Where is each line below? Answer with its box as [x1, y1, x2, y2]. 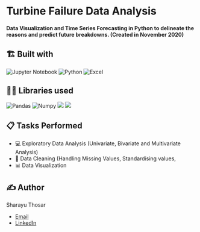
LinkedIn [14, 219, 37, 227]
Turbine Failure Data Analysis [6, 4, 157, 18]
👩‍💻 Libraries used [6, 86, 73, 96]
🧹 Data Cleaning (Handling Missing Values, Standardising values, [14, 155, 177, 162]
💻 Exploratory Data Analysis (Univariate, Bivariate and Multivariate [14, 140, 181, 147]
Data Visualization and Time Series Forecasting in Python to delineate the [6, 24, 195, 31]
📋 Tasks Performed [6, 121, 83, 131]
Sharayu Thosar [6, 201, 46, 208]
